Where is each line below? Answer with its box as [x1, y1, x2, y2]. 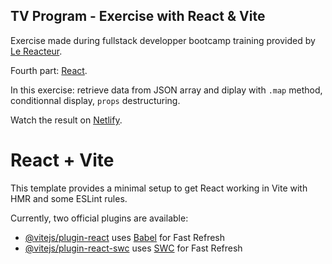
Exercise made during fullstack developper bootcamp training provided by [10, 34, 316, 46]
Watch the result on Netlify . [10, 114, 123, 126]
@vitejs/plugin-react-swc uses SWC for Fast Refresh [24, 242, 243, 254]
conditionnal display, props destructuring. [10, 94, 181, 106]
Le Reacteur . [10, 45, 63, 57]
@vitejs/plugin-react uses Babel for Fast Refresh [24, 231, 226, 243]
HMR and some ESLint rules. [10, 192, 128, 204]
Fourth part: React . [10, 64, 88, 76]
